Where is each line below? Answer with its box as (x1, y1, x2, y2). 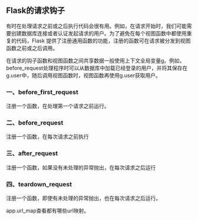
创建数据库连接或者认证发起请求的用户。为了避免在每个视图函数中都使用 (11, 29, 187, 37)
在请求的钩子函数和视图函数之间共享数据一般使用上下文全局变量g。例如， (6, 57, 185, 64)
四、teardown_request (6, 180, 72, 188)
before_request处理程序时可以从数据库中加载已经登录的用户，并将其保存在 (6, 64, 188, 71)
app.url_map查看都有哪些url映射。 (6, 207, 90, 214)
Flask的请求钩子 (6, 5, 65, 16)
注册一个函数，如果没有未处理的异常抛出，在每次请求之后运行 (6, 164, 156, 171)
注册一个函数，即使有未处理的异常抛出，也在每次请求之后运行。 (6, 195, 161, 202)
